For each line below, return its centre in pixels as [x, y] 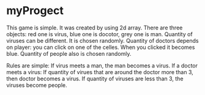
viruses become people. [37, 85]
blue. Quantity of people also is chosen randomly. [69, 53]
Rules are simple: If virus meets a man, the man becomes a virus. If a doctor [102, 66]
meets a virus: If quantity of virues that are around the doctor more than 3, [100, 72]
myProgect [35, 11]
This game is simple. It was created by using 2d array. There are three [95, 28]
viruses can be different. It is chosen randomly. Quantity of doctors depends [102, 40]
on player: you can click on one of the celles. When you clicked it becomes [101, 47]
